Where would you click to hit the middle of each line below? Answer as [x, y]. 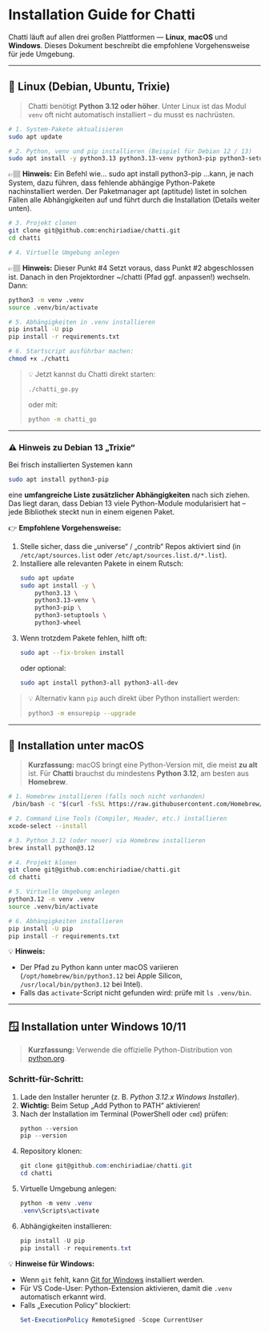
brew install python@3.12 [51, 848]
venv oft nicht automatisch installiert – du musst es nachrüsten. [131, 115]
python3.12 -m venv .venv [51, 899]
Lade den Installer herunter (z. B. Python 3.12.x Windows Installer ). [130, 1096]
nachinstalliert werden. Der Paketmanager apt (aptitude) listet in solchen [128, 192]
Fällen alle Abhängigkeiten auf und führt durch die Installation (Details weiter [134, 200]
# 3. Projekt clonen [43, 223]
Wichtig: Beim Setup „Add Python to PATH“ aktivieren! [110, 1105]
